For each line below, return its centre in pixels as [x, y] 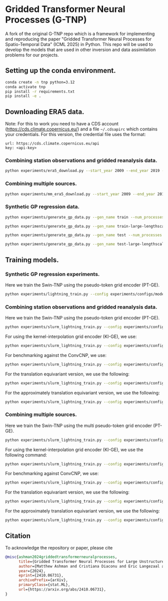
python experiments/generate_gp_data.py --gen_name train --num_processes [85, 217]
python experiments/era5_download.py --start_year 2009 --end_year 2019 [82, 171]
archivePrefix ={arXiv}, [43, 580]
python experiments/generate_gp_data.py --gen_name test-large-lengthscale [86, 244]
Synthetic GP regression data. [42, 207]
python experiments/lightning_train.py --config [57, 294]
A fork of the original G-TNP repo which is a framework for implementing [80, 33]
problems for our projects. [32, 55]
